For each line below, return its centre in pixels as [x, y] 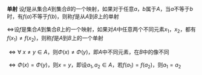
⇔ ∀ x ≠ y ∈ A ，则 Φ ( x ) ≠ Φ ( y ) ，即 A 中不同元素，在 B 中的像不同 [89, 52]
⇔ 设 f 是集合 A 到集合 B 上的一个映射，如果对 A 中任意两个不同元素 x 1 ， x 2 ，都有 [101, 30]
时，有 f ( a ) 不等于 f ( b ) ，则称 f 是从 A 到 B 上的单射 [63, 16]
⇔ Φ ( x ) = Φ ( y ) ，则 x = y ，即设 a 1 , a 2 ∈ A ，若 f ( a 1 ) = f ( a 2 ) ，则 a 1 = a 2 [95, 65]
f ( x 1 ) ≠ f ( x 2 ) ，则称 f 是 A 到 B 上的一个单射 [55, 38]
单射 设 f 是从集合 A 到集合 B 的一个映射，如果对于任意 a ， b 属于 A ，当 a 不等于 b [100, 9]
